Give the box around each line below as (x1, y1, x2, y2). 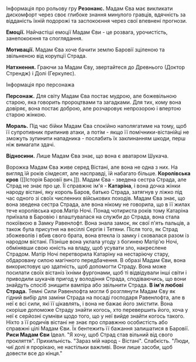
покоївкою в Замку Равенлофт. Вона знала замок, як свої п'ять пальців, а (6, 220, 190, 227)
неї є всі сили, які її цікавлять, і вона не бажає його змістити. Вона (6, 300, 173, 307)
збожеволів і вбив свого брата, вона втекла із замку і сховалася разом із (6, 232, 189, 239)
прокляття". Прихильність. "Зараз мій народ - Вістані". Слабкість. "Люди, (6, 337, 190, 344)
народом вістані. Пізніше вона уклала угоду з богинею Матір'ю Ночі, (6, 238, 178, 245)
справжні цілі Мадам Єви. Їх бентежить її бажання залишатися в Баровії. (6, 325, 190, 332)
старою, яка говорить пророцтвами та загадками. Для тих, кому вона (6, 99, 181, 106)
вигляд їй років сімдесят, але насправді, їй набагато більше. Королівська (6, 170, 191, 177)
